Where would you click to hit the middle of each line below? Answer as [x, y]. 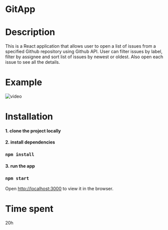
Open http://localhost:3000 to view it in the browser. [59, 189]
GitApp [20, 9]
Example [24, 83]
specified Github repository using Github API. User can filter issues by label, [84, 52]
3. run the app [20, 166]
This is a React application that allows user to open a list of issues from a [80, 46]
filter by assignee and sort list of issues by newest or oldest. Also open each [84, 57]
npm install [20, 155]
